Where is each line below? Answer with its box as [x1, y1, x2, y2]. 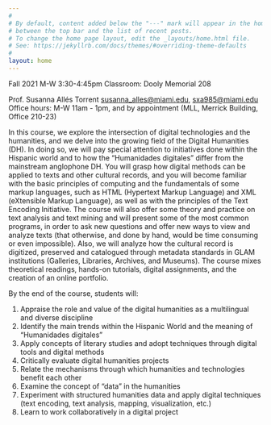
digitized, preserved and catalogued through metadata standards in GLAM [8, 247, 256, 256]
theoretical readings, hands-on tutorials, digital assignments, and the [8, 264, 237, 274]
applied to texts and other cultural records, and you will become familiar [8, 170, 248, 180]
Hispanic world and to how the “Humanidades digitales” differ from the [8, 152, 244, 162]
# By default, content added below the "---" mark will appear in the [8, 19, 251, 27]
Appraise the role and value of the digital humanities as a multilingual [19, 304, 249, 314]
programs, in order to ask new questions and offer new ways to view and [8, 221, 251, 231]
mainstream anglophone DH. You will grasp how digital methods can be [8, 161, 246, 171]
